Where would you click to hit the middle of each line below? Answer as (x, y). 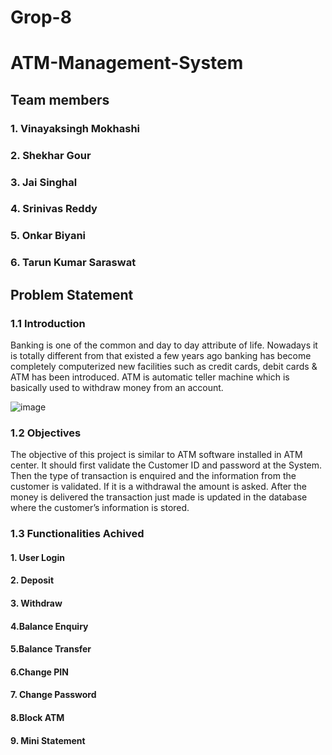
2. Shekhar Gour (51, 155)
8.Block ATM (37, 717)
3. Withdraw (36, 603)
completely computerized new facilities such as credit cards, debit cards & (164, 366)
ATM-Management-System (127, 63)
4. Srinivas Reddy (54, 209)
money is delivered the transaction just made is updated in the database (159, 497)
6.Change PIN (39, 672)
